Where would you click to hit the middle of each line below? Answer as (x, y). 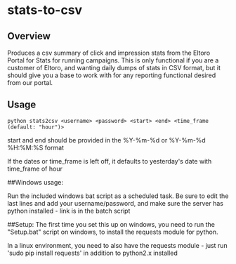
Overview (29, 36)
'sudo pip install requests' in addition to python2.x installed (92, 253)
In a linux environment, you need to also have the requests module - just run (117, 245)
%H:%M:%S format (36, 147)
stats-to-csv (45, 10)
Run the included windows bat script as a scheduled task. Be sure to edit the (118, 196)
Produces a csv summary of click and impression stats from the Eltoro (109, 53)
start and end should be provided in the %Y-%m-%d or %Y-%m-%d (106, 140)
